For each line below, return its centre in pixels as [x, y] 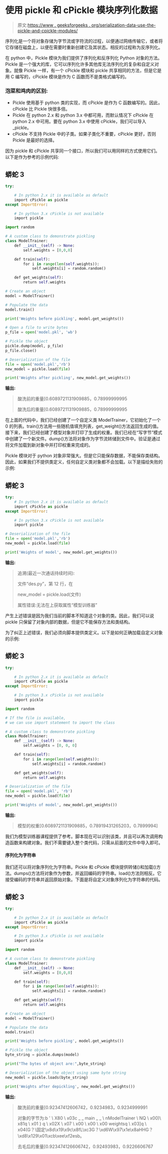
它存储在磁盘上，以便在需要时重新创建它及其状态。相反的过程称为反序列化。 [84, 47]
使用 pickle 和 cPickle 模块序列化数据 [81, 10]
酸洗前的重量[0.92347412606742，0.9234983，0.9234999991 [82, 1107]
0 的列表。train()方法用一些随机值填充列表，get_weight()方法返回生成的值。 [83, 426]
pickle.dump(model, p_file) [34, 346]
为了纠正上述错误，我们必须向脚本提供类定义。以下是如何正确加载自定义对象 [84, 632]
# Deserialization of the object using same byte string [66, 1073]
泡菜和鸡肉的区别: [27, 91]
